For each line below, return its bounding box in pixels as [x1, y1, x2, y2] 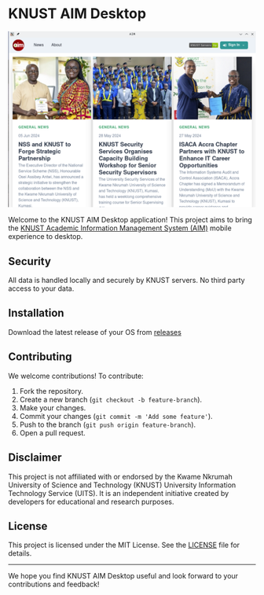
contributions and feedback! [8, 579, 100, 589]
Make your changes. [19, 402, 86, 413]
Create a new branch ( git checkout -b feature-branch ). [19, 395, 203, 404]
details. [8, 549, 32, 558]
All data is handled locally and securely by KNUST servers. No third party [8, 276, 245, 285]
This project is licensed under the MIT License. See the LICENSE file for [8, 540, 240, 550]
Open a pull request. [19, 428, 86, 437]
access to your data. [8, 284, 75, 293]
